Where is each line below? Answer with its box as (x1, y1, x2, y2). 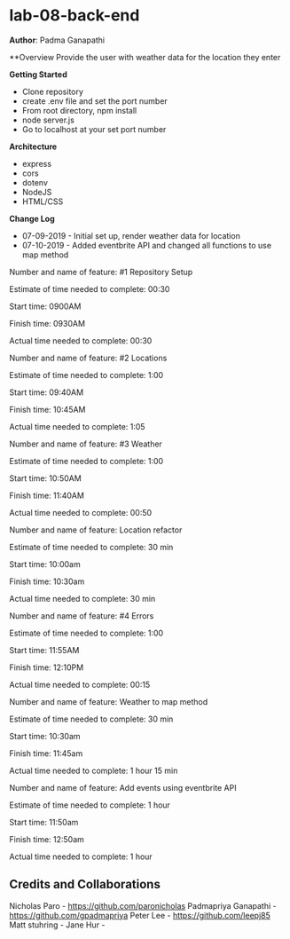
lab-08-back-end (9, 5, 140, 26)
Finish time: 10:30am (9, 576, 85, 587)
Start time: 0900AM (9, 301, 82, 312)
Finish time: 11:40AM (9, 490, 84, 501)
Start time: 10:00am (9, 558, 82, 569)
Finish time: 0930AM (9, 318, 86, 328)
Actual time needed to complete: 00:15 (9, 679, 151, 690)
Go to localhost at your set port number (21, 123, 167, 134)
